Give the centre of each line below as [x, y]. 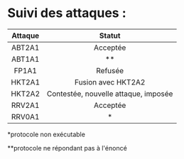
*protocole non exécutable [46, 134]
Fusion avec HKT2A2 [110, 82]
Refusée [110, 70]
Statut [110, 35]
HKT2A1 [26, 82]
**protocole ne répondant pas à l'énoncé [67, 148]
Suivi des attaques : [67, 13]
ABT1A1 [26, 59]
